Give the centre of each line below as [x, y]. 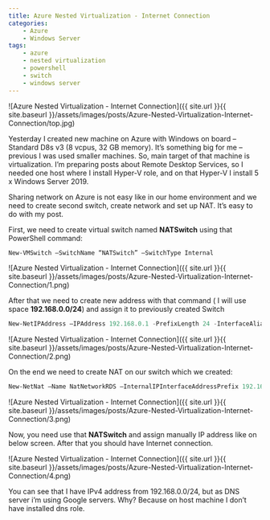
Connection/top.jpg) [42, 123]
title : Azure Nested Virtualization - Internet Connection [109, 16]
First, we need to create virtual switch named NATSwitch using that [121, 229]
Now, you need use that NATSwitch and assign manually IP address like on [133, 435]
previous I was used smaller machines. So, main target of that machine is [129, 156]
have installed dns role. [47, 509]
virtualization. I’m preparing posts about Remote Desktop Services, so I [126, 164]
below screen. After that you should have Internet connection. [110, 444]
